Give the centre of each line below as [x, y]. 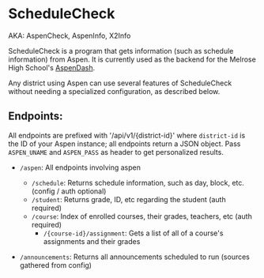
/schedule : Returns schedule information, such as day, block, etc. [138, 182]
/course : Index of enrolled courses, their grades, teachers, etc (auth [142, 216]
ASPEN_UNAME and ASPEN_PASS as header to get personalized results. [116, 152]
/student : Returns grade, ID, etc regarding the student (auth [129, 199]
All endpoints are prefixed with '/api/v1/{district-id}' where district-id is [127, 135]
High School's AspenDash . [52, 67]
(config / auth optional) [69, 191]
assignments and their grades [92, 241]
